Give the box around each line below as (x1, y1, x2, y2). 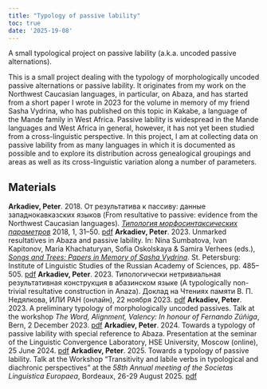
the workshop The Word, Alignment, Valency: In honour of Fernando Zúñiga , (8, 312, 260, 322)
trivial (8, 287, 26, 296)
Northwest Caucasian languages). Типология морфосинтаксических (8, 219, 238, 228)
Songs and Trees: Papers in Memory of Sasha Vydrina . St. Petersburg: (8, 252, 241, 262)
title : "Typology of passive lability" (8, 11, 141, 20)
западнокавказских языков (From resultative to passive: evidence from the (8, 210, 258, 220)
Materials (8, 181, 57, 194)
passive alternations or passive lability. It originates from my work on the (8, 81, 246, 90)
